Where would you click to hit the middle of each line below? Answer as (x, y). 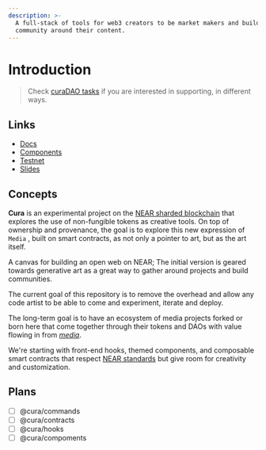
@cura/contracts (47, 420)
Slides (30, 169)
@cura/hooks (42, 429)
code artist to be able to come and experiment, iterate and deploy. (116, 303)
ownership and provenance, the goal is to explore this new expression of (127, 230)
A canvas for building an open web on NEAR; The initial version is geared (127, 261)
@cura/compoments (53, 437)
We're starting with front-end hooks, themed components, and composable (131, 350)
